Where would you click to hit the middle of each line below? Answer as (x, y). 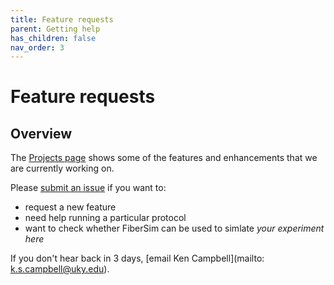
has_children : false (53, 38)
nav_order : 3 (37, 47)
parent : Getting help (55, 29)
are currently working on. (62, 168)
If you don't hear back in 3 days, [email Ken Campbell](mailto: (137, 258)
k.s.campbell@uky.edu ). (60, 269)
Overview (41, 133)
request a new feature (70, 207)
